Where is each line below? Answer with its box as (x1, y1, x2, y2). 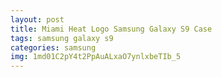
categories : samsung (10, 42, 97, 53)
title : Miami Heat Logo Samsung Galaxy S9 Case (10, 24, 213, 34)
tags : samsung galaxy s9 (10, 33, 114, 43)
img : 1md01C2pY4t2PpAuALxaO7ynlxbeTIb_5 (10, 52, 182, 62)
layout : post (10, 14, 65, 25)
